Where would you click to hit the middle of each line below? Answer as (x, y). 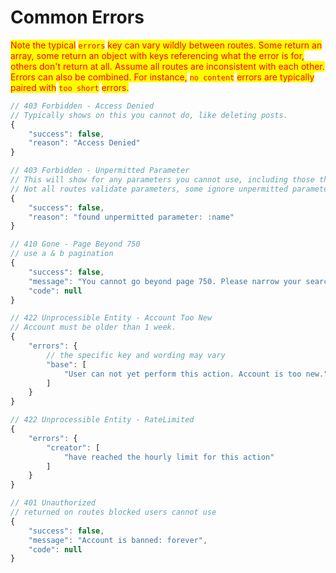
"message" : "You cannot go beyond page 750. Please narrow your (165, 281)
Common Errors (77, 17)
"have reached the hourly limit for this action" (169, 457)
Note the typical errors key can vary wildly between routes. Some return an (166, 45)
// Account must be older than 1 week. (93, 327)
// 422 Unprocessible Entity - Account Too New (111, 318)
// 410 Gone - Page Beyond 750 (75, 244)
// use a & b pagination (62, 254)
